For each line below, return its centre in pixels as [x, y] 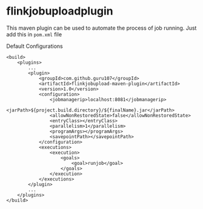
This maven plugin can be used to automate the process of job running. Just [101, 28]
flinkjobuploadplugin [60, 11]
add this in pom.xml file [34, 34]
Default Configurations [35, 46]
